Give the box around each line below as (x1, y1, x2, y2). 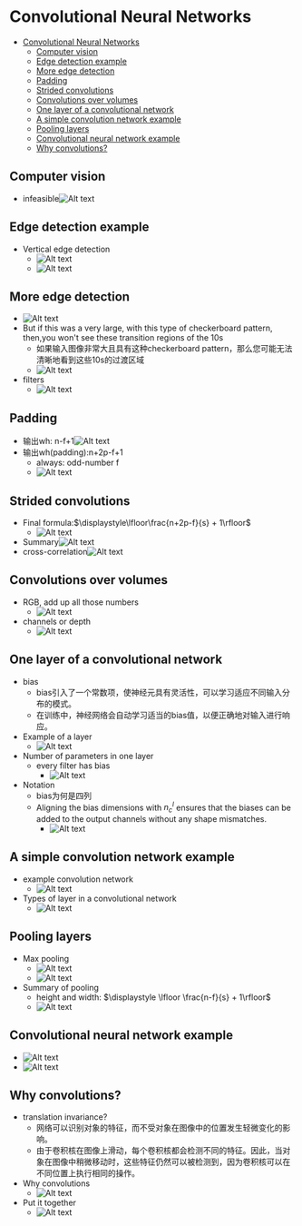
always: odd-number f (35, 457, 120, 469)
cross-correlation (22, 547, 88, 557)
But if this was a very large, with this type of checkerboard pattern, (22, 322, 273, 333)
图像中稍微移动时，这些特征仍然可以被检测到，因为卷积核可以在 (52, 1156, 291, 1168)
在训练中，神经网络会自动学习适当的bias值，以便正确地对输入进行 (35, 709, 283, 720)
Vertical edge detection (22, 243, 111, 254)
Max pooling (22, 953, 70, 964)
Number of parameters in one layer (22, 750, 154, 761)
